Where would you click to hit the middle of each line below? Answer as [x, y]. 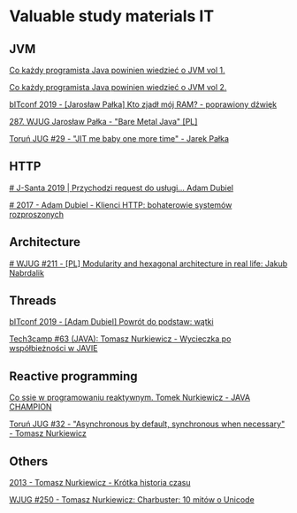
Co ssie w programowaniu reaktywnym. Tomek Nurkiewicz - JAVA [129, 398]
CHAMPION [30, 407]
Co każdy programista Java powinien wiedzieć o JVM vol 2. [118, 87]
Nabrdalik [27, 272]
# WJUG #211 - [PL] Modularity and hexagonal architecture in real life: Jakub [148, 264]
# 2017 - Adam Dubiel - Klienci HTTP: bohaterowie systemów [121, 204]
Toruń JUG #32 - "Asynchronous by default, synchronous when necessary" [147, 424]
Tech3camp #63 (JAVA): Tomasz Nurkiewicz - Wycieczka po [120, 339]
